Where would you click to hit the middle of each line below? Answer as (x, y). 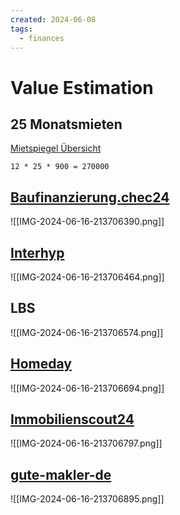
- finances (42, 38)
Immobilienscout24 (72, 419)
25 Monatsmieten (66, 124)
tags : (21, 29)
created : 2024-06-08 (53, 19)
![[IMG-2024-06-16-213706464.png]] (87, 277)
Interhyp (37, 252)
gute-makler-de (61, 474)
